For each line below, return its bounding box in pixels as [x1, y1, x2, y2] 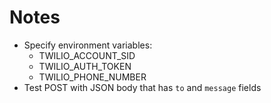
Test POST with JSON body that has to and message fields [23, 81, 262, 93]
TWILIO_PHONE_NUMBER [38, 71, 147, 83]
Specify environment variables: [23, 39, 153, 51]
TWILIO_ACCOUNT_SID [38, 49, 136, 61]
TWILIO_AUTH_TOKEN [38, 60, 132, 72]
